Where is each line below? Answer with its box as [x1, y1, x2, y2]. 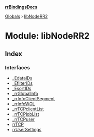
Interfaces [5, 64, 30, 71]
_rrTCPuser [12, 116, 35, 122]
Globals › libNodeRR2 [5, 14, 48, 19]
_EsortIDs [12, 85, 31, 91]
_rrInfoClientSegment [12, 95, 55, 101]
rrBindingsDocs [5, 4, 38, 10]
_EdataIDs [12, 75, 32, 81]
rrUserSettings [12, 126, 42, 132]
